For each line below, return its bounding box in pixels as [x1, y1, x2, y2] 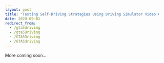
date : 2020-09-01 [5, 16, 41, 21]
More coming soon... [5, 52, 47, 58]
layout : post [5, 7, 32, 12]
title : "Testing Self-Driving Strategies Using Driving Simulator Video [5, 12, 156, 17]
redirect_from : [5, 21, 36, 26]
